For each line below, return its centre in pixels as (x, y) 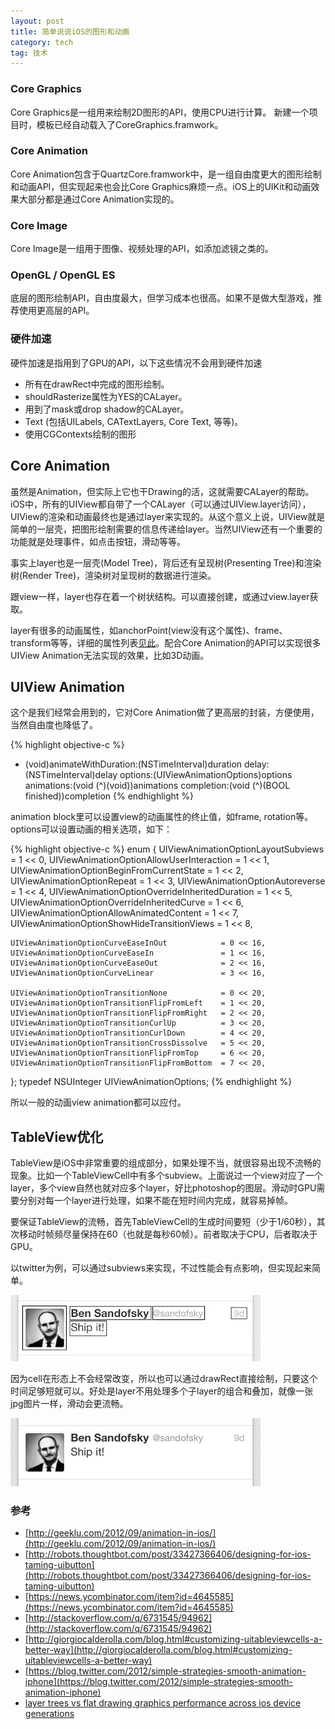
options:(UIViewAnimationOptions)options (206, 775)
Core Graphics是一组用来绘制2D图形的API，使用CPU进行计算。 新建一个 (160, 112)
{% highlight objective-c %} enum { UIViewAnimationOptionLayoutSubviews (167, 849)
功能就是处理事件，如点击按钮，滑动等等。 (98, 541)
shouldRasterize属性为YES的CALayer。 (106, 396)
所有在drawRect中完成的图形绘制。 (97, 384)
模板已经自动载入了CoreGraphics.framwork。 (130, 124)
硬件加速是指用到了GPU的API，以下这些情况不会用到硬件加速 (136, 362)
